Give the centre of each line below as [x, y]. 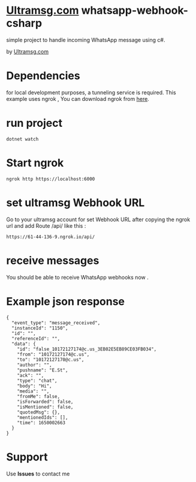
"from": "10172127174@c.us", [53, 354]
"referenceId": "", [36, 338]
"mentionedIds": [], [43, 417]
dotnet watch [22, 139]
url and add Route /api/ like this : [46, 225]
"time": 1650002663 [41, 423]
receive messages [53, 261]
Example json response [65, 301]
